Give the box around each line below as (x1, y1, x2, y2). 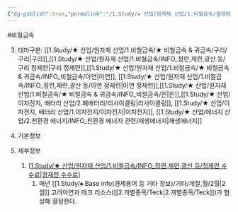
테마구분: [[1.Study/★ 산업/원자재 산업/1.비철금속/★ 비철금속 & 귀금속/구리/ (17, 45, 228, 54)
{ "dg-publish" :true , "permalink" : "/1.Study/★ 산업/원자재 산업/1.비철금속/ (7, 10, 217, 18)
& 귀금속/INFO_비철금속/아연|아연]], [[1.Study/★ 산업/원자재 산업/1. (17, 72, 205, 81)
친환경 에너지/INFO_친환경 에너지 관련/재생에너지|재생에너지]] (31, 116, 203, 124)
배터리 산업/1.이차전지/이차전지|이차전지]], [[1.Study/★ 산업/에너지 (38, 107, 223, 116)
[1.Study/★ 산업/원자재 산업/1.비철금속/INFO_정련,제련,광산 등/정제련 (28, 161, 220, 170)
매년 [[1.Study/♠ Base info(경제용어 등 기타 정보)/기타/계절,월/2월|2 (38, 179, 226, 187)
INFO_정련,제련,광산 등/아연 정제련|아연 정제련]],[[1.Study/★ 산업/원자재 (25, 81, 227, 89)
